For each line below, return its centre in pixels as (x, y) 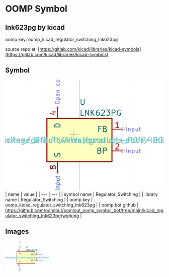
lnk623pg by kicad (35, 27)
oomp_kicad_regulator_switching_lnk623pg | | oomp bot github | (72, 205)
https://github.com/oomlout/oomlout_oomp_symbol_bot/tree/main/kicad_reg (84, 210)
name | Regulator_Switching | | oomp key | (49, 199)
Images (17, 231)
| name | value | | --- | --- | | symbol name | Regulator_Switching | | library (81, 194)
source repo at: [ (22, 49)
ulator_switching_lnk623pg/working (42, 216)
